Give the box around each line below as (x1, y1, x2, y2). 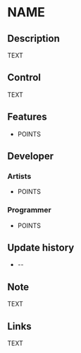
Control (7, 71, 41, 83)
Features (7, 111, 47, 123)
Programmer (7, 205, 51, 215)
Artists (7, 171, 32, 181)
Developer (7, 150, 54, 163)
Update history (7, 242, 75, 253)
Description (7, 33, 60, 45)
